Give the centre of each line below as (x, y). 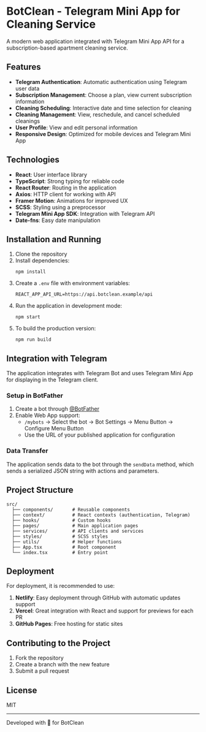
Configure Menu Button (54, 429)
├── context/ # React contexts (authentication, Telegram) (101, 515)
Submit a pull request (42, 671)
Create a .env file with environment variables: (73, 283)
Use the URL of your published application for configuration (100, 435)
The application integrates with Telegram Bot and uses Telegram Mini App (100, 373)
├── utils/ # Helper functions (67, 542)
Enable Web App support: (48, 416)
